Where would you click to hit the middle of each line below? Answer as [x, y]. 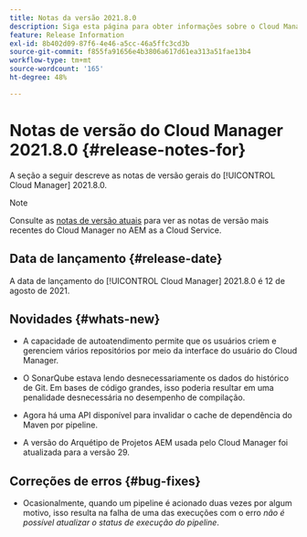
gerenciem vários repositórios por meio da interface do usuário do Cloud [160, 351]
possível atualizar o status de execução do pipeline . [121, 522]
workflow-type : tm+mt [51, 60]
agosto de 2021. [40, 290]
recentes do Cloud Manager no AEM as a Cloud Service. [116, 230]
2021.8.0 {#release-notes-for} [128, 149]
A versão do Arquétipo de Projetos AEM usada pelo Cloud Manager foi [155, 443]
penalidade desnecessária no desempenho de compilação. [134, 397]
